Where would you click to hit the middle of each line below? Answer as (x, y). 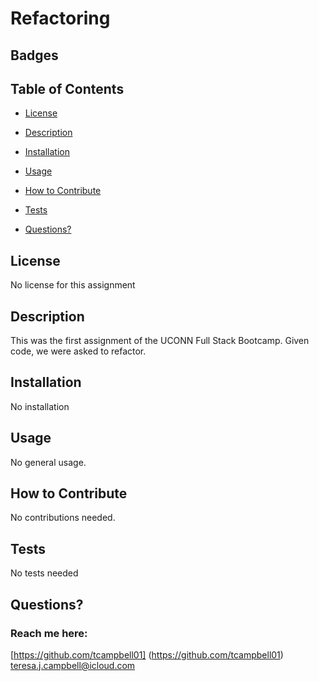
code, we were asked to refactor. (78, 351)
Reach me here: (49, 633)
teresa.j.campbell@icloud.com (73, 665)
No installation (40, 406)
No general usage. (48, 462)
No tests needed (44, 573)
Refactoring (60, 18)
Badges (34, 55)
